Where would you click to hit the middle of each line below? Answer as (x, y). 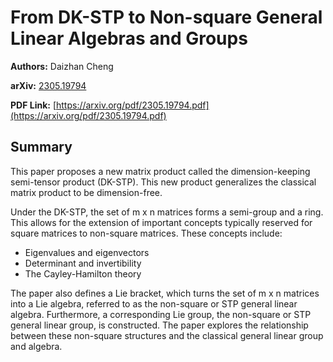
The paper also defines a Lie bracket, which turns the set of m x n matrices (165, 293)
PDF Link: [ (33, 105)
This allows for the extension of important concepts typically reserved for (161, 222)
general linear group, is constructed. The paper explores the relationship (159, 325)
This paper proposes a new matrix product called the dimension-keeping (160, 171)
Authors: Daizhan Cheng (62, 66)
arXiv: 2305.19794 (48, 85)
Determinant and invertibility (83, 263)
